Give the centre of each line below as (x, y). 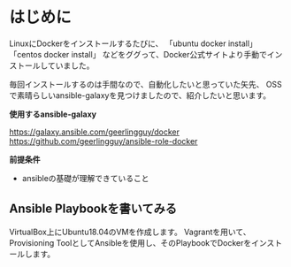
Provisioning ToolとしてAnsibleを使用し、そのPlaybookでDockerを (130, 242)
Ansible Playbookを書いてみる (93, 209)
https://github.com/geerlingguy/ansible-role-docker (103, 141)
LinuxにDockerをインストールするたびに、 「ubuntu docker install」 (134, 43)
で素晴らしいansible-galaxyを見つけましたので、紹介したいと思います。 (140, 95)
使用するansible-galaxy (53, 114)
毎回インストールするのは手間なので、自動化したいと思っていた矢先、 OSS (146, 84)
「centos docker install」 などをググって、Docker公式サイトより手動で (138, 54)
